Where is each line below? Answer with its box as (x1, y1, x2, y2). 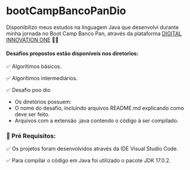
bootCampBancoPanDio (6, 4, 126, 18)
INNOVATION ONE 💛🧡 (6, 36, 59, 43)
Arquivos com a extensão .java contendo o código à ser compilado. (14, 117, 179, 125)
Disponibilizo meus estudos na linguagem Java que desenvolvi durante (6, 24, 179, 31)
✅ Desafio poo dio (6, 87, 51, 94)
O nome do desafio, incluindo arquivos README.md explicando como (14, 104, 184, 112)
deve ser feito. (14, 111, 50, 118)
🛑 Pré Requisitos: (6, 132, 56, 140)
